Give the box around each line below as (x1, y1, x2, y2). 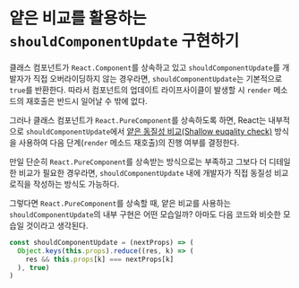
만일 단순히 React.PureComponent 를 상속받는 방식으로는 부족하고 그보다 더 (9, 156, 267, 167)
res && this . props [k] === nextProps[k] (25, 255, 175, 264)
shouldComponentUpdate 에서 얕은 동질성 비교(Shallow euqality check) (25, 126, 273, 136)
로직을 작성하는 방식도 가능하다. (9, 179, 120, 189)
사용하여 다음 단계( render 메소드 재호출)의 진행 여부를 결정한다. (18, 136, 240, 148)
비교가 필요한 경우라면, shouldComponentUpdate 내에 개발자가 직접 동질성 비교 (18, 167, 289, 178)
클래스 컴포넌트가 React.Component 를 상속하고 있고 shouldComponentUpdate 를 (9, 62, 280, 73)
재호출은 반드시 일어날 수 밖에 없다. (25, 95, 148, 106)
